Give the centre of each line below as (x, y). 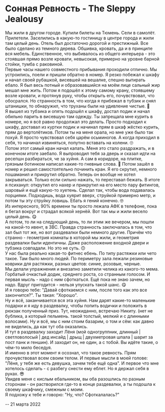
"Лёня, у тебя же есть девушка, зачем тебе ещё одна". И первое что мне (82, 363)
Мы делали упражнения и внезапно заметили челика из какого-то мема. (82, 269)
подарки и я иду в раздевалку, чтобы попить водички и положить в (76, 306)
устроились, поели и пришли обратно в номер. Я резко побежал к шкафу (82, 74)
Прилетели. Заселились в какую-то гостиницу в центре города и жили (80, 38)
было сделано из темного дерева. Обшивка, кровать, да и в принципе (79, 48)
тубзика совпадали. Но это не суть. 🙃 (45, 248)
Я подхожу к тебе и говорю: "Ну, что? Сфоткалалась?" (62, 394)
